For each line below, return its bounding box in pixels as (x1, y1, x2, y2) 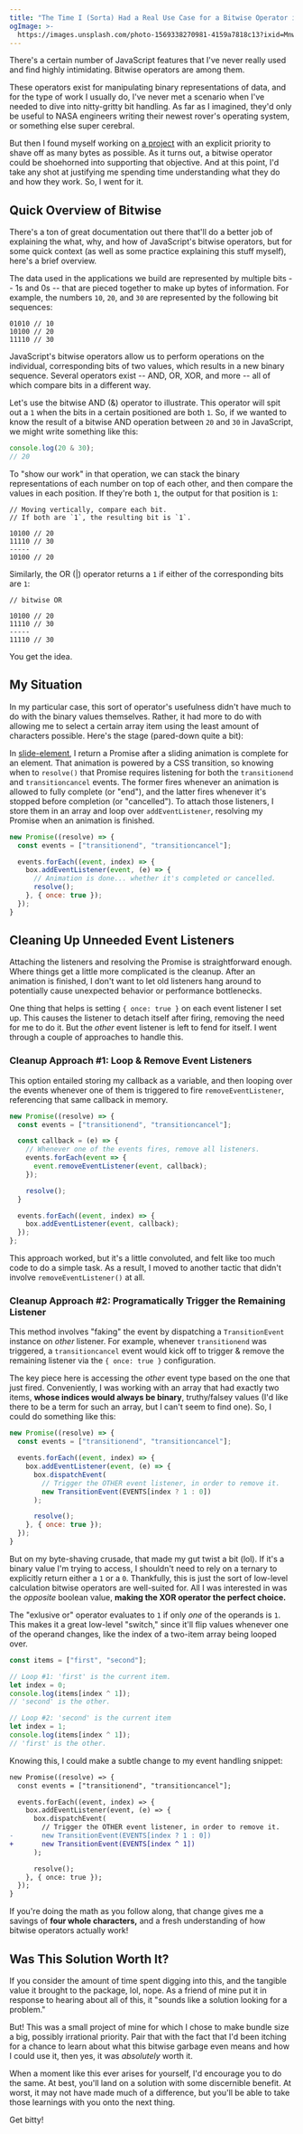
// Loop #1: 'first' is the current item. (9, 1672, 171, 1681)
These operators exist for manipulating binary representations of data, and (9, 82, 287, 93)
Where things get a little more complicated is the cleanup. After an (9, 966, 255, 977)
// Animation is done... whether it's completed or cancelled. (32, 874, 277, 883)
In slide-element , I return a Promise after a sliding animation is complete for (9, 747, 289, 758)
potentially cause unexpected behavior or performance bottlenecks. (9, 985, 262, 996)
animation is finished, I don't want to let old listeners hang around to (9, 976, 262, 987)
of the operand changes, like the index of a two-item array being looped (9, 1628, 277, 1639)
